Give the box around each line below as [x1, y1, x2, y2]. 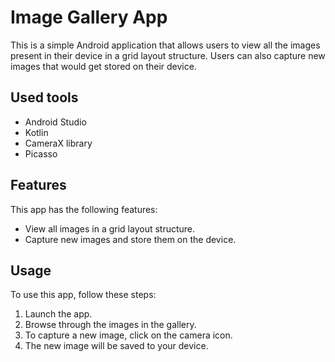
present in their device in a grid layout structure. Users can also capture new [10, 49, 326, 61]
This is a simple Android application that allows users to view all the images [10, 39, 321, 51]
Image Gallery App [10, 6, 168, 29]
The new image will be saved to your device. [24, 340, 209, 352]
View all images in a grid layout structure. [24, 222, 196, 235]
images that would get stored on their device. [10, 60, 197, 72]
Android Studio [24, 116, 87, 128]
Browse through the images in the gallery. [24, 319, 197, 331]
